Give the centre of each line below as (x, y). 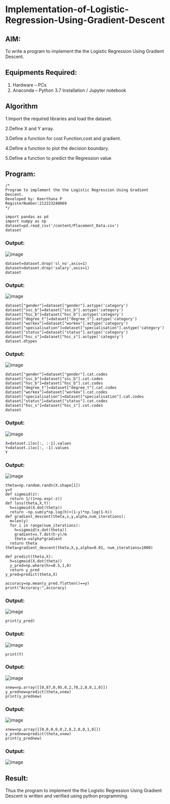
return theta (24, 543)
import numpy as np (26, 221)
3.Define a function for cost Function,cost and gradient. (63, 138)
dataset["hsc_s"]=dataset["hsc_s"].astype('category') (64, 337)
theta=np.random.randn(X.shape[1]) (43, 485)
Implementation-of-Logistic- (67, 9)
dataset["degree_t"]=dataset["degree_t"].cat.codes (61, 388)
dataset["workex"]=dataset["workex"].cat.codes (57, 392)
